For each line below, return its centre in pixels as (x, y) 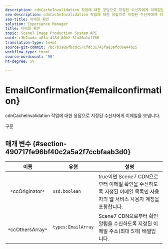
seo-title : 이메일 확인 (27, 19)
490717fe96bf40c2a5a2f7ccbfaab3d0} (68, 152)
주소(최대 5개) (125, 231)
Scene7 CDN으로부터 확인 (128, 216)
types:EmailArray (73, 227)
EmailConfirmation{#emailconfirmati (83, 90)
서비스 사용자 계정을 (137, 199)
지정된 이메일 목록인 (126, 192)
